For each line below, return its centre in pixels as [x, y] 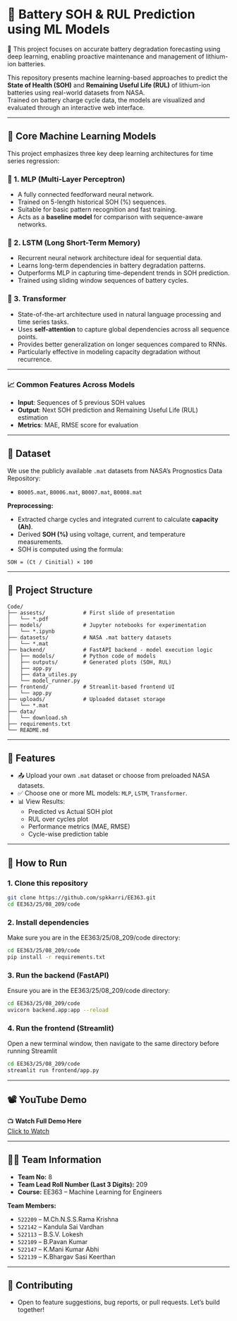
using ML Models [59, 29]
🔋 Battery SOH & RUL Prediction [101, 14]
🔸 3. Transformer [37, 299]
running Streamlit [32, 1051]
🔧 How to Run [37, 863]
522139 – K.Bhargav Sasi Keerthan [66, 1256]
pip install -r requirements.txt [56, 957]
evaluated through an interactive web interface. [76, 107]
